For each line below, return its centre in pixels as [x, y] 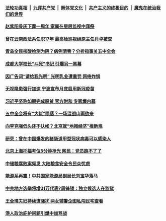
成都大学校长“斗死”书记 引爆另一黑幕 [44, 63]
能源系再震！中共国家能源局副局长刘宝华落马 [52, 176]
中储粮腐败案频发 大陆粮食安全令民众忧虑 [48, 163]
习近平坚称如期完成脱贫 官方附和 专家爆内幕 [50, 101]
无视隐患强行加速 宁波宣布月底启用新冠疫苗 [50, 89]
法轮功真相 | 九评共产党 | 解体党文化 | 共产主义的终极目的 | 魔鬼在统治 [81, 8]
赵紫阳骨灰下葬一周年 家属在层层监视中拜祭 [50, 26]
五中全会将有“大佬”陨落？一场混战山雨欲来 [50, 114]
